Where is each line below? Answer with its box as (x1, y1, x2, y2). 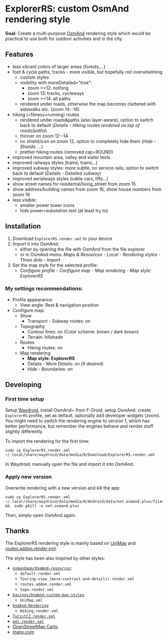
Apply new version (5, 473, 52, 480)
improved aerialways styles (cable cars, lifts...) (12, 175, 108, 181)
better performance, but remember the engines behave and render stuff (5, 423, 153, 429)
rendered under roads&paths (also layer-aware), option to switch (19, 116, 153, 123)
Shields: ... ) (19, 144, 43, 150)
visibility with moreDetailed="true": (19, 79, 92, 85)
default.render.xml (19, 571, 61, 576)
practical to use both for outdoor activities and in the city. (5, 36, 123, 42)
